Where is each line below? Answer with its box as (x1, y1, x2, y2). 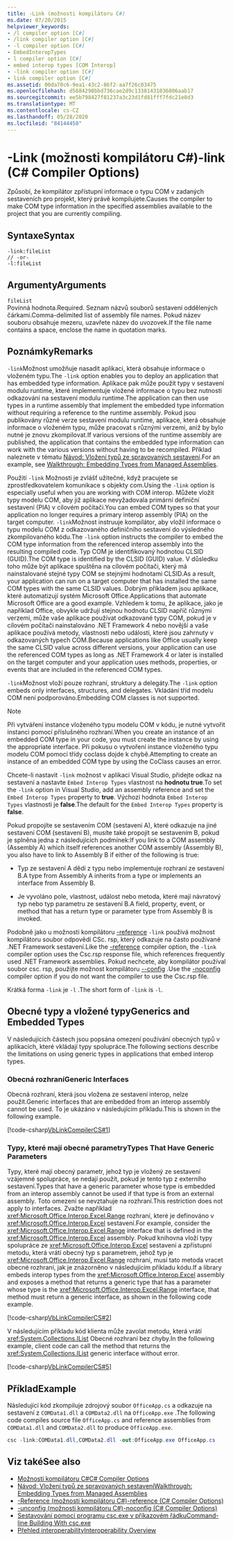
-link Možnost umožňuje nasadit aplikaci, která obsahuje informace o (7, 364, 205, 372)
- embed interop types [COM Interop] (7, 62, 116, 69)
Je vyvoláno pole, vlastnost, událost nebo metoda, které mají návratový (17, 892, 221, 900)
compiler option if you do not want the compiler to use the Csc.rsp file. (7, 972, 209, 980)
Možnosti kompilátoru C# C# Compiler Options (17, 1474, 149, 1483)
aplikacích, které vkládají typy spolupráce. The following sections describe (7, 1042, 218, 1050)
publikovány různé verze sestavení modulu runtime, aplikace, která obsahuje (7, 416, 227, 424)
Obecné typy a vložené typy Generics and (7, 1006, 190, 1018)
